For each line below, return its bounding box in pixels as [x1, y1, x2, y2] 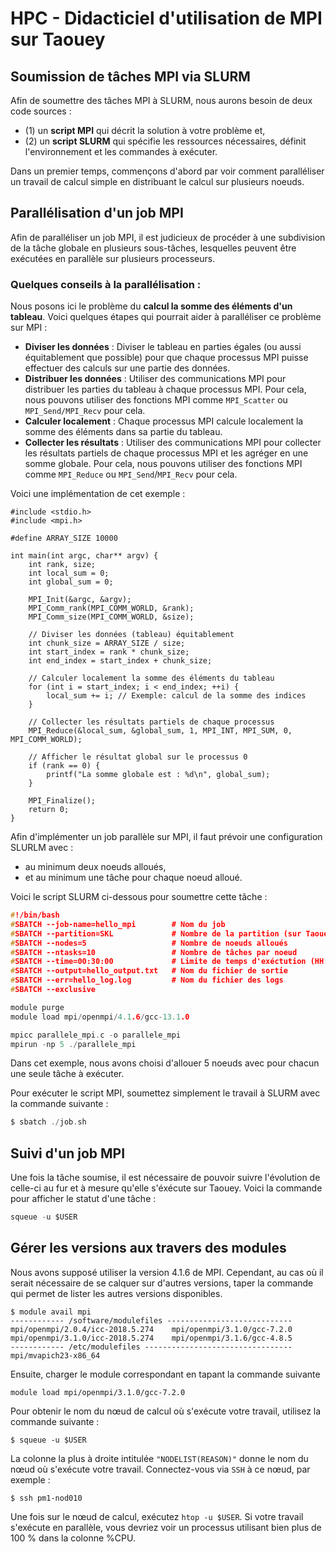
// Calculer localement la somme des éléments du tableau [28, 673, 275, 684]
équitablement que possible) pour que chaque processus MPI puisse [24, 352, 309, 364]
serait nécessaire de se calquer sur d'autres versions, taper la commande [10, 1277, 314, 1289]
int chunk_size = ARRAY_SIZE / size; [28, 638, 186, 649]
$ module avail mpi [10, 1307, 92, 1317]
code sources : [10, 105, 72, 117]
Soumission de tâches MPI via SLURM [10, 68, 251, 85]
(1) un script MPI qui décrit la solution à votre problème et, [24, 125, 266, 136]
